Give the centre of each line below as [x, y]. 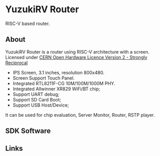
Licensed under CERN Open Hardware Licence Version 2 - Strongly [76, 57]
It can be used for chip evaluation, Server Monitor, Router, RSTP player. [80, 115]
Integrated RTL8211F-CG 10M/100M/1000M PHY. [64, 83]
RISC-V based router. [28, 23]
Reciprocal [17, 63]
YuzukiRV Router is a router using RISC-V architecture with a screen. [77, 51]
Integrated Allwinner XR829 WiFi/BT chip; [56, 89]
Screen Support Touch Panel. [44, 78]
